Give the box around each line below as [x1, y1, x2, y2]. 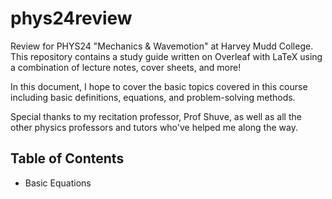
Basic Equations [24, 177, 92, 189]
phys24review [10, 7, 133, 30]
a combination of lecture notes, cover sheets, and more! [10, 61, 242, 73]
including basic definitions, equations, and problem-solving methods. [10, 91, 296, 103]
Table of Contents [10, 150, 125, 167]
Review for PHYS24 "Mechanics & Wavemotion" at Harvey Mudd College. [10, 40, 314, 52]
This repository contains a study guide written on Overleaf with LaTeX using [10, 50, 323, 62]
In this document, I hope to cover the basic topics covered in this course [10, 80, 308, 92]
